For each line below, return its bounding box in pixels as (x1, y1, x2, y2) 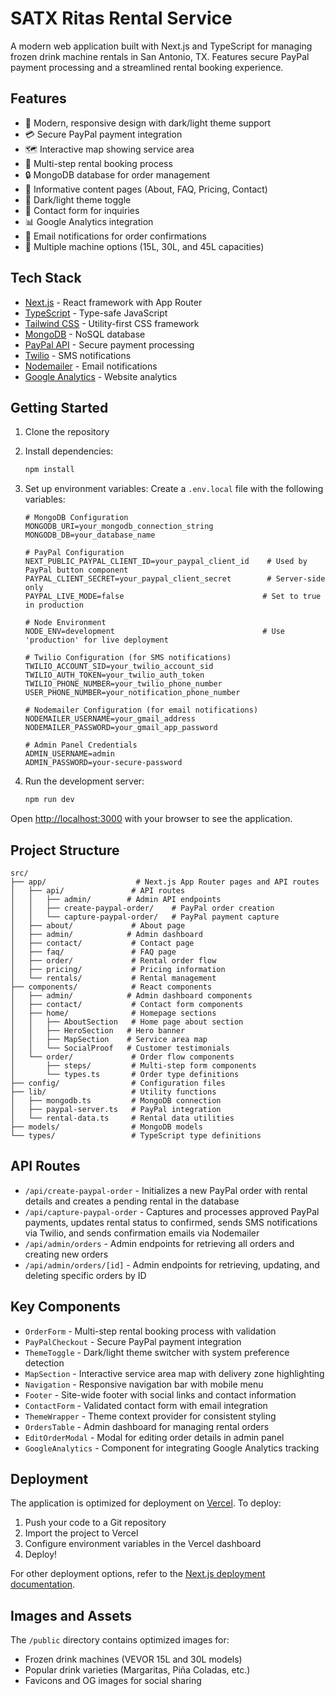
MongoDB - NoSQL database (24, 328, 146, 340)
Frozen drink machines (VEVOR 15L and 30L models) (24, 1653, 243, 1666)
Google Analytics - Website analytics (24, 370, 178, 382)
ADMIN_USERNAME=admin (24, 749, 115, 759)
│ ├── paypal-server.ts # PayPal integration (10, 1104, 222, 1114)
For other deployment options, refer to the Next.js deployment (10, 1568, 266, 1580)
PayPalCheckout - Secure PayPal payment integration (24, 1335, 242, 1347)
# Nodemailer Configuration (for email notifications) (24, 705, 259, 716)
